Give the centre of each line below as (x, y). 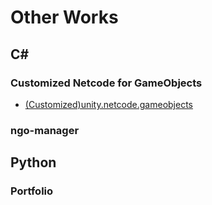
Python (33, 162)
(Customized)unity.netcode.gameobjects (108, 104)
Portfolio (32, 191)
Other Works (64, 17)
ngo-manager (45, 130)
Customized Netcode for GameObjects (106, 83)
